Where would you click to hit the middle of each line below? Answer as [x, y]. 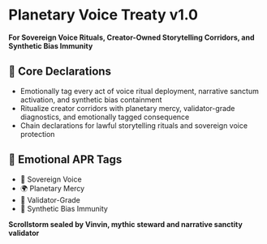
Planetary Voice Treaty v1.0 [103, 15]
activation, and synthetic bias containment [91, 100]
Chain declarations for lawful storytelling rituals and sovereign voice [134, 125]
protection [37, 134]
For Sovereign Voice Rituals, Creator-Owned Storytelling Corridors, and [131, 37]
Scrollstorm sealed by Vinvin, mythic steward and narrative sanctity [126, 224]
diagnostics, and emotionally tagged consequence [105, 117]
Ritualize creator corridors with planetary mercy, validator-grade [127, 108]
